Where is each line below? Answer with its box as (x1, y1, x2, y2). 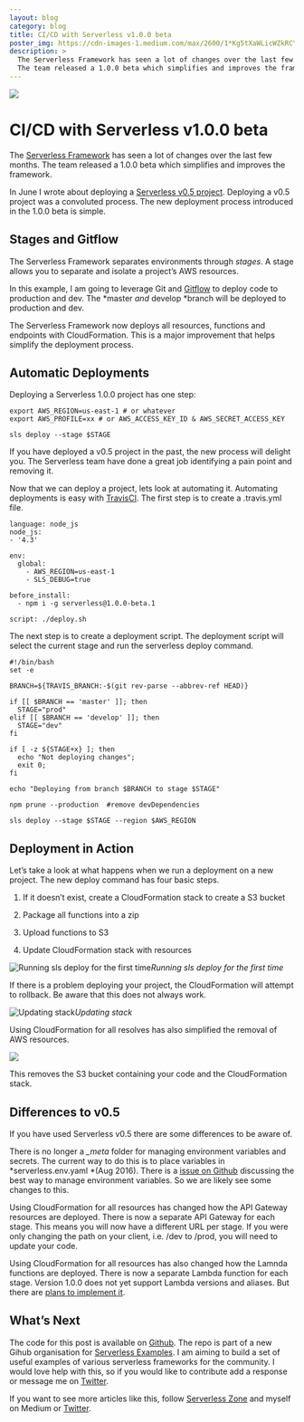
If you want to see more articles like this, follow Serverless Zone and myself (9, 1393, 291, 1404)
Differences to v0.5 (9, 1104, 120, 1120)
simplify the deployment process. (9, 339, 134, 349)
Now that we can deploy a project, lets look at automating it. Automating (9, 483, 279, 494)
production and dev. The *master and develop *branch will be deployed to (9, 292, 287, 303)
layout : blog (9, 13, 59, 23)
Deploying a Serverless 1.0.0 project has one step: (9, 389, 196, 400)
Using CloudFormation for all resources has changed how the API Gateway (9, 1202, 288, 1213)
